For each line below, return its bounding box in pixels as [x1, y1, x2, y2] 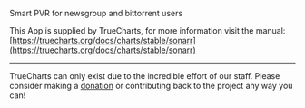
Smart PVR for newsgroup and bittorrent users [9, 8, 183, 18]
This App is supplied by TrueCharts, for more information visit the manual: [9, 25, 286, 35]
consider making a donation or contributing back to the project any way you [9, 81, 293, 91]
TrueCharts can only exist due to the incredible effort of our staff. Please [9, 71, 280, 81]
